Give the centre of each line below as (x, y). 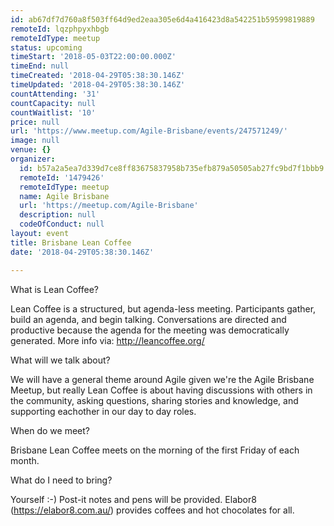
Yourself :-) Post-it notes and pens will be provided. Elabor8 (133, 499)
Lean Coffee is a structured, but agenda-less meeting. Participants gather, (163, 308)
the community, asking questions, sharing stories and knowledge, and (154, 400)
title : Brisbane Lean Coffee (71, 242)
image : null (35, 141)
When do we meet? (50, 430)
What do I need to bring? (61, 480)
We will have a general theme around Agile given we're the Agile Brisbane (162, 379)
